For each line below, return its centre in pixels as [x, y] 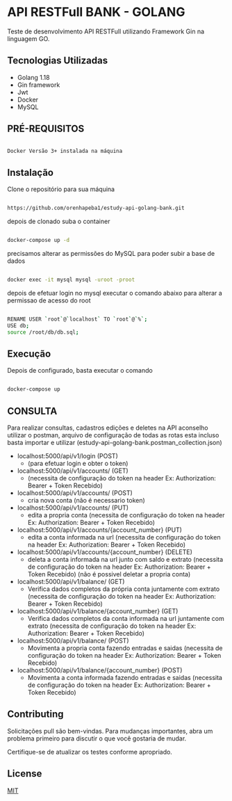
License [25, 774]
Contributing [35, 714]
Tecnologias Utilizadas [58, 61]
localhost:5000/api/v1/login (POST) [67, 456]
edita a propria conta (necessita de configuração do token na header [126, 515]
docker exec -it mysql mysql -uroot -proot [71, 280]
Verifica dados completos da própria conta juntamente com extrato [124, 589]
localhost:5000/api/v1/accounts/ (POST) [75, 493]
